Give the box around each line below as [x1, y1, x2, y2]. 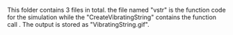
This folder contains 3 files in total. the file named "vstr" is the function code [7, 6, 226, 14]
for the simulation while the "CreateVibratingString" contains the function [7, 13, 217, 21]
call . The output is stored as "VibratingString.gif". [7, 21, 150, 28]
